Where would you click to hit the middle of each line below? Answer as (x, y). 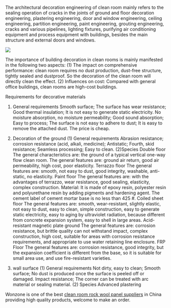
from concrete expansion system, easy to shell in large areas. (77, 220)
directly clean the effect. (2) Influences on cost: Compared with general (80, 81)
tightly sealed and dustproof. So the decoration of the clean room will (78, 76)
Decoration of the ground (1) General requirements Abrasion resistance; (88, 138)
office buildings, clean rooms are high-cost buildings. (61, 87)
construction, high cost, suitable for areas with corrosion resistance (84, 236)
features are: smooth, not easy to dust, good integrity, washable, (81, 171)
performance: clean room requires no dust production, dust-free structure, (84, 70)
